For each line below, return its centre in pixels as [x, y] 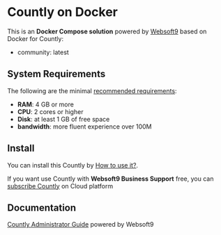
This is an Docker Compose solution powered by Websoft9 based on [107, 31]
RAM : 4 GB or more [46, 104]
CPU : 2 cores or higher [50, 111]
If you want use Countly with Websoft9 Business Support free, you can [110, 179]
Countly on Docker [63, 12]
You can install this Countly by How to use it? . [73, 165]
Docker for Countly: [36, 38]
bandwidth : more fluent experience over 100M [84, 127]
